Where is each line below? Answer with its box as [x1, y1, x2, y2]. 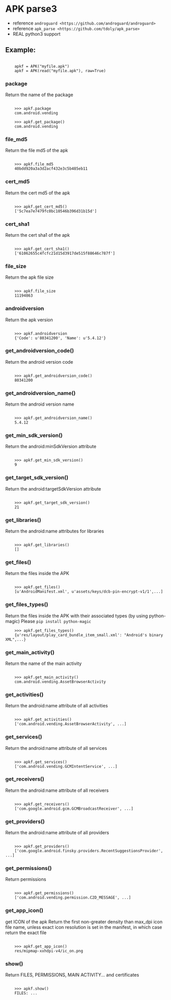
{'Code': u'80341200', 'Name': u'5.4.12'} [14, 336, 106, 341]
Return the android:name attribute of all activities [5, 703, 108, 709]
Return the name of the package [5, 92, 74, 98]
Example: [5, 46, 36, 54]
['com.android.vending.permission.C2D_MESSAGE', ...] [14, 895, 131, 900]
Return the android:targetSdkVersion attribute [5, 485, 101, 492]
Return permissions [5, 876, 46, 882]
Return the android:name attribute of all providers [5, 830, 109, 836]
